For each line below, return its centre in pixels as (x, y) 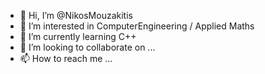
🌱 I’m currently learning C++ (78, 36)
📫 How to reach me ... (66, 58)
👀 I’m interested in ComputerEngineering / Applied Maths (137, 26)
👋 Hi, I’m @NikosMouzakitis (76, 15)
